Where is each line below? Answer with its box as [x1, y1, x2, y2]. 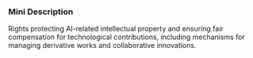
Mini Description [8, 6, 74, 17]
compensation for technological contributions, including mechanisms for [8, 32, 246, 42]
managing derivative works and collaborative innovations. [8, 41, 197, 50]
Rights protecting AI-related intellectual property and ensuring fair [8, 24, 224, 34]
